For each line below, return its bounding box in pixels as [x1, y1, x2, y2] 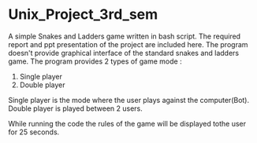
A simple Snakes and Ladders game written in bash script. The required [8, 31, 241, 41]
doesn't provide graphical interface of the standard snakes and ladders [8, 48, 239, 57]
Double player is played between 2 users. [8, 104, 143, 113]
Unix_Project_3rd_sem [8, 5, 158, 24]
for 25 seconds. [8, 127, 60, 137]
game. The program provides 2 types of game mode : [8, 57, 183, 66]
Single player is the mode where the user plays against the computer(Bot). [8, 95, 250, 104]
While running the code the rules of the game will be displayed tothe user [8, 119, 247, 128]
